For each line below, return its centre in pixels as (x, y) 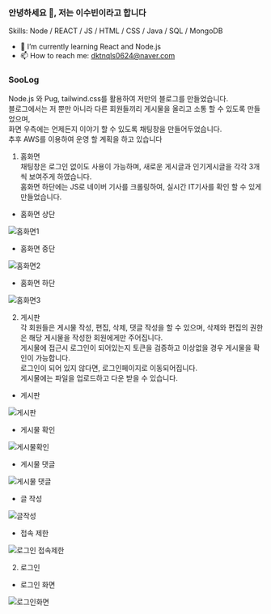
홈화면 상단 (38, 214)
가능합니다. (53, 357)
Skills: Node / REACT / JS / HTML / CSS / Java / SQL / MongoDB (116, 31)
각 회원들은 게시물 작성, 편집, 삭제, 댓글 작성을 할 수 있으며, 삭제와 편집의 (134, 327)
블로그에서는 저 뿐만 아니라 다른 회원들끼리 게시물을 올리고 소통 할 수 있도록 (127, 109)
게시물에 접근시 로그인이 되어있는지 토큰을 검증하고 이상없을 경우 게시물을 (136, 348)
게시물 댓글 (38, 464)
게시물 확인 (38, 429)
